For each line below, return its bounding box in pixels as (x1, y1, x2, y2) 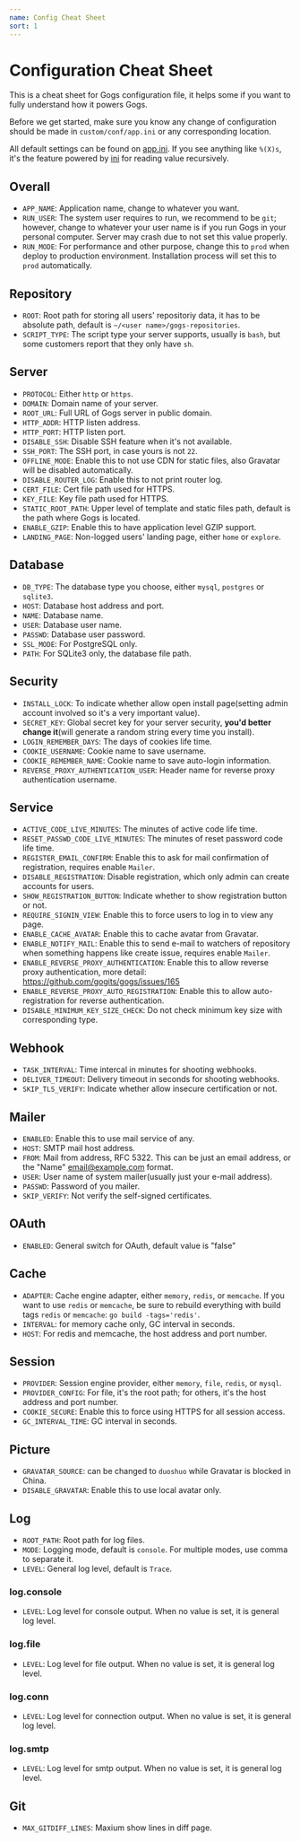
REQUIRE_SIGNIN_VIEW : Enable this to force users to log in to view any (21, 910, 274, 921)
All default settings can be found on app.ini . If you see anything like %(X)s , (9, 144, 282, 154)
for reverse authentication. (66, 995, 165, 1006)
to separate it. (21, 1554, 74, 1564)
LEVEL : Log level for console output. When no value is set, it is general (21, 1606, 279, 1617)
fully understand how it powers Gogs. (9, 100, 148, 110)
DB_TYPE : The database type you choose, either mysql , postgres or (21, 581, 264, 592)
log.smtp (9, 1742, 49, 1755)
